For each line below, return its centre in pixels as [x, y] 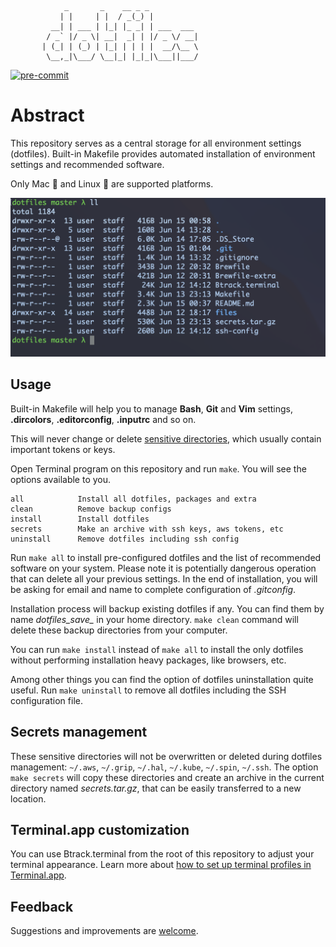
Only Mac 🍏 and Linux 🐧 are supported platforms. [112, 183]
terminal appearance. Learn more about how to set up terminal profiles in [161, 865]
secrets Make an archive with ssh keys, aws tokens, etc [147, 529]
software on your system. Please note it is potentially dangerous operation [163, 568]
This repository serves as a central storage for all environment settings [156, 143]
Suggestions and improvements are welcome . [104, 931]
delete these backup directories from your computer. [119, 630]
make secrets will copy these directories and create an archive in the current [167, 777]
